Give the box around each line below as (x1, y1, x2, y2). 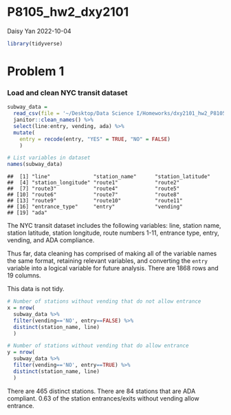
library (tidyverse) (7, 40, 63, 47)
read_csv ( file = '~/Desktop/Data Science (13, 110, 134, 117)
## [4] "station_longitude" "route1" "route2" (7, 180, 180, 187)
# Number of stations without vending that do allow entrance (7, 342, 189, 350)
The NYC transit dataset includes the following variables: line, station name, (7, 222, 221, 230)
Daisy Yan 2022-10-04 (7, 27, 71, 35)
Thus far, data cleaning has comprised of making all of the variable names (7, 249, 217, 258)
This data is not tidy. (7, 285, 65, 293)
